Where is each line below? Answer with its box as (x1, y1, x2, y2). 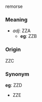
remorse (5, 4, 23, 9)
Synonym (5, 70, 29, 77)
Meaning (5, 16, 28, 23)
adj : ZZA (12, 28, 31, 34)
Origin (5, 46, 21, 53)
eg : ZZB (20, 33, 37, 39)
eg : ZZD (5, 82, 22, 88)
